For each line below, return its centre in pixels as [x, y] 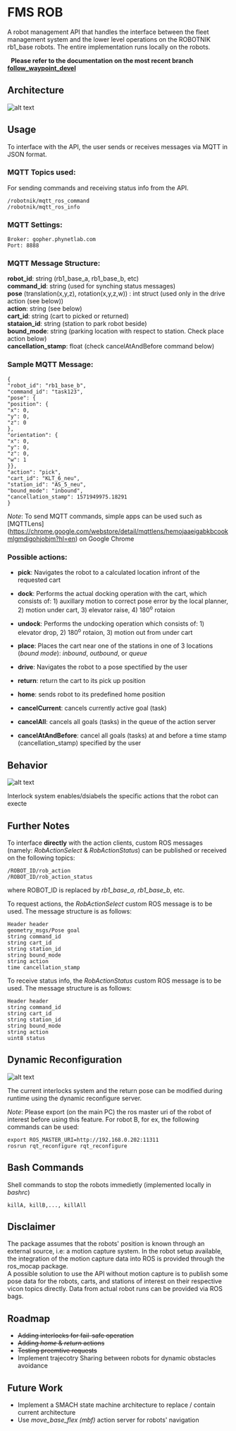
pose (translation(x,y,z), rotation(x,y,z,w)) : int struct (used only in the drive [116, 293]
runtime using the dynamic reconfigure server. [75, 1098]
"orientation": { [33, 435]
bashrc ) [19, 1192]
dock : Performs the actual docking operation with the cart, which [112, 594]
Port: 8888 [23, 246]
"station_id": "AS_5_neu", [47, 484]
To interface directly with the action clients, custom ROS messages [105, 843]
